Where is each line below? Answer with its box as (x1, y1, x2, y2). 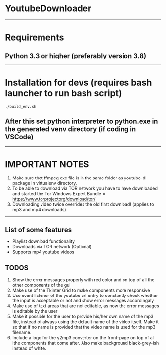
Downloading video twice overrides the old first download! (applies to (12, 201, 154, 207)
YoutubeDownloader (5, 3, 92, 14)
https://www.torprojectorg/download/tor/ (12, 196, 96, 202)
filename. (12, 329, 32, 335)
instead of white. (12, 345, 47, 351)
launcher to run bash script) (5, 88, 122, 99)
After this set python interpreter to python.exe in (5, 118, 158, 126)
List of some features (5, 226, 72, 234)
